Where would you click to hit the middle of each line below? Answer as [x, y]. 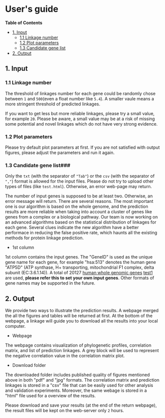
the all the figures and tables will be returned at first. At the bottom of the [79, 316]
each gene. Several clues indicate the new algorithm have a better [72, 227]
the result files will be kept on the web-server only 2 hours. [65, 411]
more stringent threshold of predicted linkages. [53, 104]
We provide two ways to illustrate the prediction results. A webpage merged [82, 311]
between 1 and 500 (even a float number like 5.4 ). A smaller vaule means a [80, 98]
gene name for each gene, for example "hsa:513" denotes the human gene [81, 262]
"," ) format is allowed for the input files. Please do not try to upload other [79, 181]
